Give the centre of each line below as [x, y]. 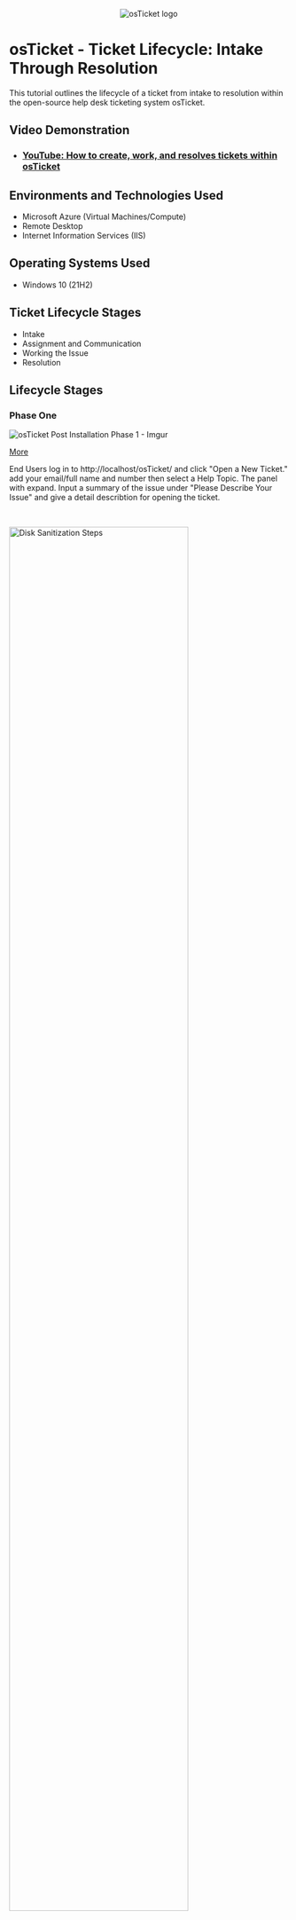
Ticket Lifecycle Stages [75, 313]
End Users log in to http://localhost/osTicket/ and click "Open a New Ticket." [148, 469]
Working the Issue [55, 353]
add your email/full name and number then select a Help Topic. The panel [143, 478]
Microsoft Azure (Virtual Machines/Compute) [104, 216]
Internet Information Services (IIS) [84, 236]
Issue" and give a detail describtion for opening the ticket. [115, 498]
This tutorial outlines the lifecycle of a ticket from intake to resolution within [146, 92]
